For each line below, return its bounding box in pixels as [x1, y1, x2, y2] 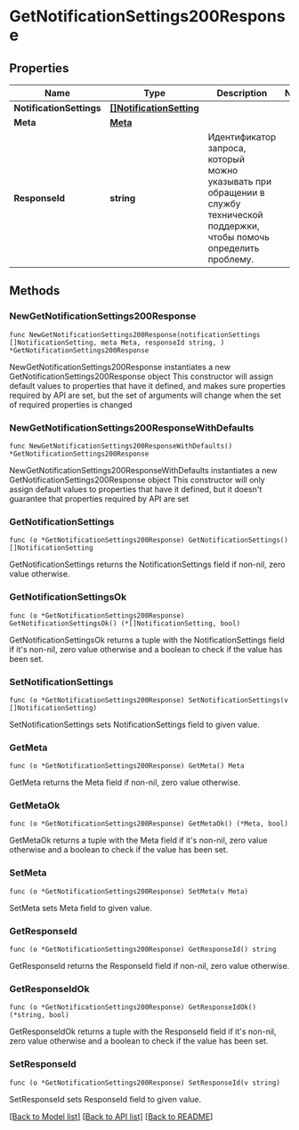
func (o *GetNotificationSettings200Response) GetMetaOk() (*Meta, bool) [9, 819, 289, 828]
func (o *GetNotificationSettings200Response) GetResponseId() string [9, 945, 277, 954]
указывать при [207, 175, 272, 188]
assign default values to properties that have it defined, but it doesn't [9, 483, 263, 495]
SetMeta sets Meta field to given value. [9, 902, 153, 913]
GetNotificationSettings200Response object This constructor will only [9, 474, 265, 485]
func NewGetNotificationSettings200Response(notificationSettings [9, 330, 261, 339]
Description [216, 87, 268, 99]
